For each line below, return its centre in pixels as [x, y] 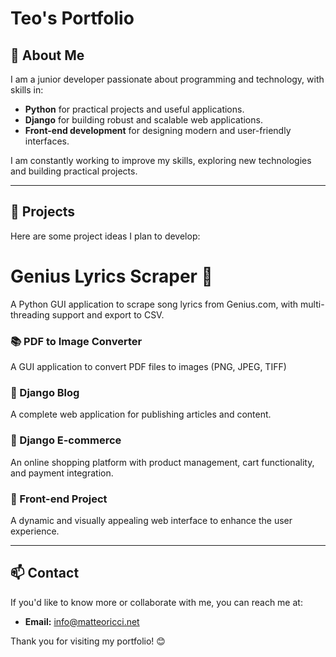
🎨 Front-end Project [59, 499]
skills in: [27, 90]
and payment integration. [62, 473]
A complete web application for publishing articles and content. [141, 414]
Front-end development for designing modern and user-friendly [158, 130]
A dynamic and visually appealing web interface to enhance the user [151, 520]
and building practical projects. [74, 171]
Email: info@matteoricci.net [82, 621]
